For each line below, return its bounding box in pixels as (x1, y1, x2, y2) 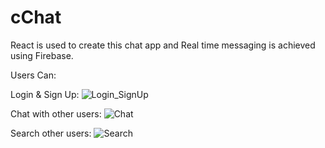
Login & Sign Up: (10, 88, 80, 100)
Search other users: (10, 127, 92, 139)
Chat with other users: (10, 107, 102, 120)
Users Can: (10, 69, 57, 81)
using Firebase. (10, 49, 74, 61)
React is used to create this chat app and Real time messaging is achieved (10, 39, 316, 51)
